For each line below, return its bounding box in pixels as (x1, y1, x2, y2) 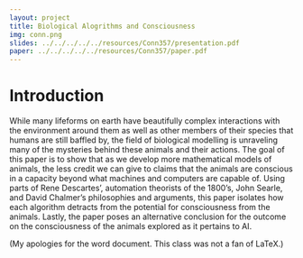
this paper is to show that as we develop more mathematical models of (9, 154, 272, 165)
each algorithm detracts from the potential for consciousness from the (9, 202, 271, 213)
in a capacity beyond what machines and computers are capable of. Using (9, 173, 286, 184)
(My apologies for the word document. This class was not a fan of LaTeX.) (9, 238, 284, 249)
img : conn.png (9, 30, 63, 39)
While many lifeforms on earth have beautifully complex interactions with (9, 115, 280, 126)
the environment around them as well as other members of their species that (9, 125, 294, 136)
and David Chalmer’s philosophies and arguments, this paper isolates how (9, 192, 284, 203)
